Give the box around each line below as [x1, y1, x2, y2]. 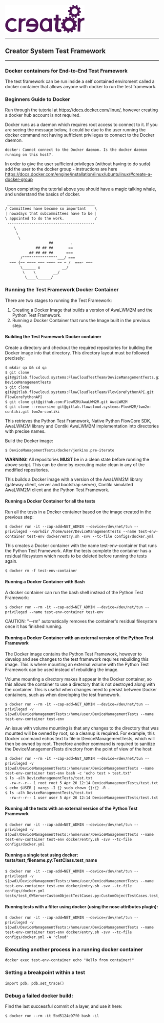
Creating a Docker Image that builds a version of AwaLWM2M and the [12, 307, 153, 313]
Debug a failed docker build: [5, 992, 73, 999]
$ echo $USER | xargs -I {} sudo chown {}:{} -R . [5, 785, 110, 790]
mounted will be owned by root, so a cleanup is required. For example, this [5, 730, 155, 736]
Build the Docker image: [5, 438, 54, 444]
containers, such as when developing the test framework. [5, 692, 121, 698]
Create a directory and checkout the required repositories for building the [5, 345, 153, 350]
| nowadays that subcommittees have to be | [5, 211, 97, 216]
